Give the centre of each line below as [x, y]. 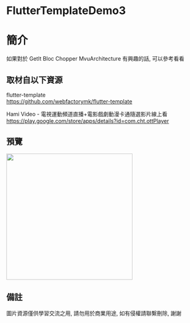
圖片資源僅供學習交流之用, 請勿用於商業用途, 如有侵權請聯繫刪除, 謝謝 [94, 313]
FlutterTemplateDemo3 [66, 11]
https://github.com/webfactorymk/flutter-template [69, 101]
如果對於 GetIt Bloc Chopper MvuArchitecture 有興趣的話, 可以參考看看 [95, 59]
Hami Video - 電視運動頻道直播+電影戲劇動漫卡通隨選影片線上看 [87, 114]
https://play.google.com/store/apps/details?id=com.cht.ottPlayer [88, 121]
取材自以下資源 [35, 80]
